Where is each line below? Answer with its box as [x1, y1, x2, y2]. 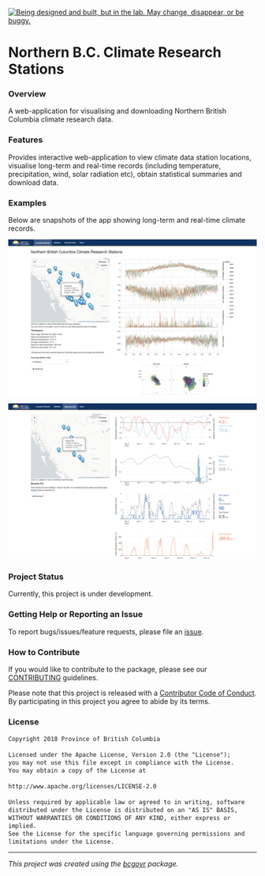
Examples [8, 197, 47, 209]
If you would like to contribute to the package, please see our [8, 664, 207, 674]
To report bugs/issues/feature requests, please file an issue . [8, 626, 204, 636]
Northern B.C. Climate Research [8, 43, 222, 62]
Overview [8, 88, 47, 100]
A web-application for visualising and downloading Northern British [8, 107, 227, 116]
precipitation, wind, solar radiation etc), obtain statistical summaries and [8, 169, 242, 179]
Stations [8, 60, 65, 78]
